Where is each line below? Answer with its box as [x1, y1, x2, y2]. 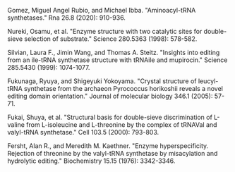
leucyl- [198, 77, 219, 85]
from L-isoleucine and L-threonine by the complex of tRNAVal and [25, 121, 217, 129]
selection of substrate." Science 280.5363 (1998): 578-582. [24, 35, 198, 43]
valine [7, 121, 25, 129]
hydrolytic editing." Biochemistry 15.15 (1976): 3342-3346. [7, 156, 176, 165]
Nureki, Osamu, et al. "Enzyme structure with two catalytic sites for [7, 27, 203, 35]
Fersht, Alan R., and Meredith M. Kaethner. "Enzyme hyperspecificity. [7, 142, 209, 150]
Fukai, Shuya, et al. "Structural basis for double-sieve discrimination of [7, 113, 213, 121]
